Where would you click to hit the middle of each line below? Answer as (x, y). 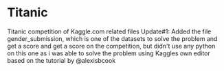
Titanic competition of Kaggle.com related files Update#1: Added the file (109, 31)
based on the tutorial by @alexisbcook (61, 60)
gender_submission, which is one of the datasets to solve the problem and (112, 38)
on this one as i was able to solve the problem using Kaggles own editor (109, 53)
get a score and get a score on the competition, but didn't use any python (111, 46)
